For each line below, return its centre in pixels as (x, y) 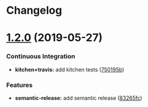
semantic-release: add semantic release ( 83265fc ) (78, 98)
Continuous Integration (41, 56)
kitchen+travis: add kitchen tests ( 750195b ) (70, 69)
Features (19, 85)
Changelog (34, 10)
